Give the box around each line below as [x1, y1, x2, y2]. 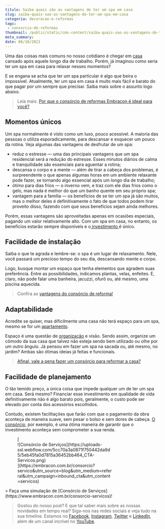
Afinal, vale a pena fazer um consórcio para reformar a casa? [17, 358, 141, 364]
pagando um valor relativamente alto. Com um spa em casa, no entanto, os [5, 218, 157, 224]
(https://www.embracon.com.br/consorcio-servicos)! [5, 493, 112, 499]
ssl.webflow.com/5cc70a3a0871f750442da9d [17, 447, 110, 453]
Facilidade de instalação [5, 237, 81, 246]
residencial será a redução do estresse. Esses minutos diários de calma [12, 156, 157, 162]
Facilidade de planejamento [5, 373, 92, 381]
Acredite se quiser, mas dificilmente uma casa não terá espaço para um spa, [5, 318, 160, 324]
